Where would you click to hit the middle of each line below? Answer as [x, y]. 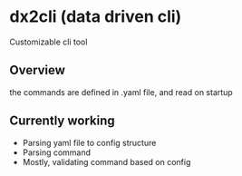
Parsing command [57, 152]
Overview [38, 70]
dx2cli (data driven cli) [96, 17]
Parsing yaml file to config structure [89, 142]
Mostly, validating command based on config [106, 161]
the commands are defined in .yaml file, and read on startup [121, 92]
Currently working [62, 121]
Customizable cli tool [48, 42]
